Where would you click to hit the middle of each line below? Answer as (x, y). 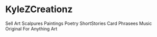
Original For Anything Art (31, 28)
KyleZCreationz (39, 9)
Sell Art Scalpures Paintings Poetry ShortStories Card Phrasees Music (78, 23)
